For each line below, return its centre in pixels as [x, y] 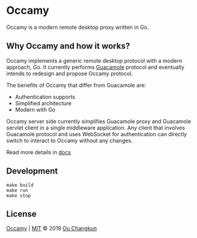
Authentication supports [45, 96]
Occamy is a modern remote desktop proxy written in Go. [78, 27]
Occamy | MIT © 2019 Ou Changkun [52, 228]
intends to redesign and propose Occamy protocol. [70, 74]
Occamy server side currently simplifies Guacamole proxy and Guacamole [99, 121]
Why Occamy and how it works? [68, 46]
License [21, 214]
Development [32, 171]
